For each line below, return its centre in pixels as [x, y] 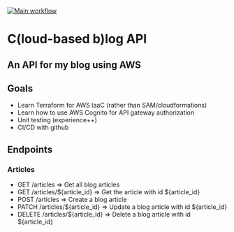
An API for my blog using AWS [74, 65]
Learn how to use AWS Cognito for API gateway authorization [105, 113]
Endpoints [30, 149]
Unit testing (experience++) [57, 120]
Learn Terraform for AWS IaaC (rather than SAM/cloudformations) [112, 106]
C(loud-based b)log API [77, 39]
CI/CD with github [43, 128]
